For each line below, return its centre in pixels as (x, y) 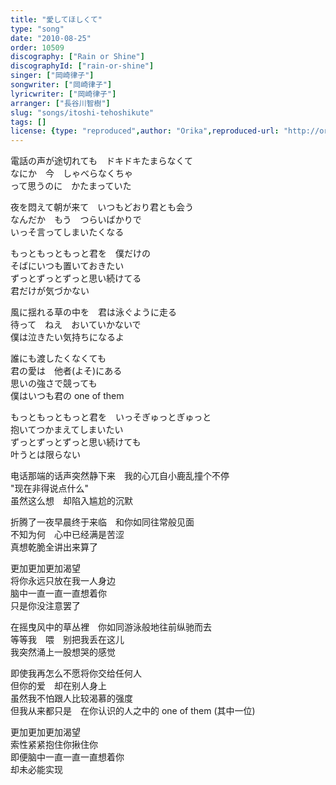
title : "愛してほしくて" (56, 19)
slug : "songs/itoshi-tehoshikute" (82, 112)
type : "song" (37, 29)
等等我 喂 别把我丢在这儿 (67, 640)
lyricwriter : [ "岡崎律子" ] (63, 94)
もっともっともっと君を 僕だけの (80, 253)
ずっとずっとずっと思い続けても (76, 442)
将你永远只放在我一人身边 (63, 581)
